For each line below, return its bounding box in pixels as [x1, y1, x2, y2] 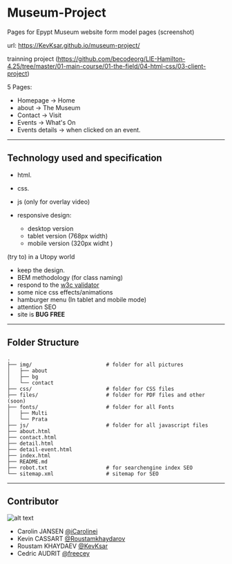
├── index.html [7, 452, 51, 459]
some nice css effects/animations [17, 288, 113, 296]
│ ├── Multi [7, 409, 48, 416]
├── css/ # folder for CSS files [7, 385, 175, 392]
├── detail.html [7, 440, 54, 447]
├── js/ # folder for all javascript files [7, 421, 209, 429]
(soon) [7, 397, 26, 405]
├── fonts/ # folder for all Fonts [7, 403, 175, 410]
